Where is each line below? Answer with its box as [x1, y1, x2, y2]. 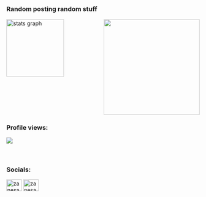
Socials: [6, 165, 31, 174]
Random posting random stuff [6, 5, 97, 13]
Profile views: [6, 123, 48, 132]
